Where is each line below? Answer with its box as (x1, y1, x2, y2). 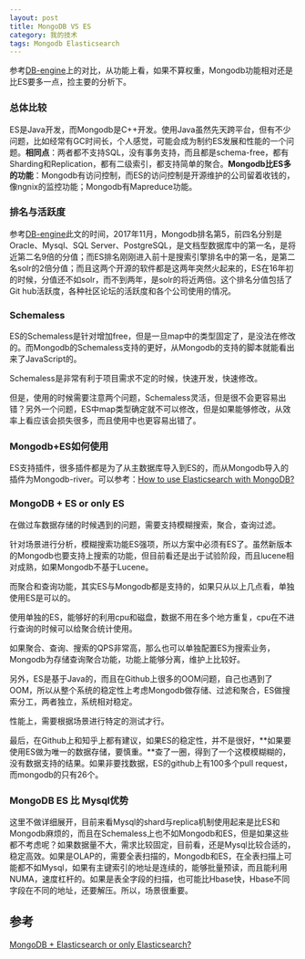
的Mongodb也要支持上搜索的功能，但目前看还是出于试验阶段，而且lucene (9, 549, 287, 561)
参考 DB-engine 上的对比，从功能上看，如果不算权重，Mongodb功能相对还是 (9, 65, 293, 76)
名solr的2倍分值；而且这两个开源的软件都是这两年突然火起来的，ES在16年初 (9, 262, 294, 274)
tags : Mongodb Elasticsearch (9, 38, 120, 48)
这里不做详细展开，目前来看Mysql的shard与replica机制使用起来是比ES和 (9, 817, 280, 828)
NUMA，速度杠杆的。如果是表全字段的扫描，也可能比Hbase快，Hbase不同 (9, 873, 290, 885)
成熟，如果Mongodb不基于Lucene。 (16, 561, 154, 572)
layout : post (9, 13, 59, 23)
